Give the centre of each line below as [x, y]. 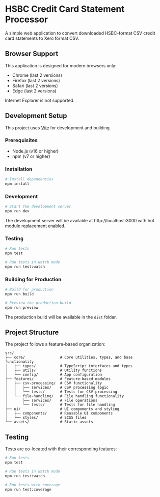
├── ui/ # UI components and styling [62, 409]
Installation [19, 169]
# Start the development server [38, 207]
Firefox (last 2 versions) [36, 80]
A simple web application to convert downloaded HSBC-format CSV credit [80, 33]
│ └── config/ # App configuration [53, 375]
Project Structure [32, 332]
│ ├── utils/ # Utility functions [53, 370]
